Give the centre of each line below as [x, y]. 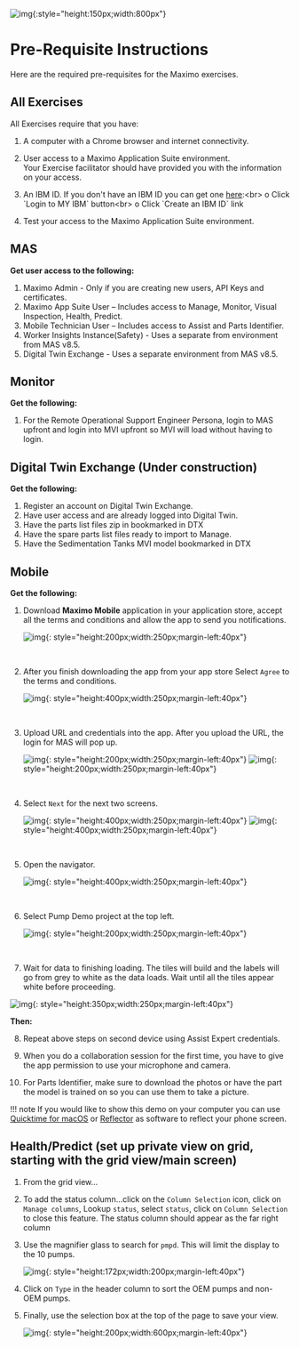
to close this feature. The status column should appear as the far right [150, 1218]
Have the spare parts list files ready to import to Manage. [127, 535]
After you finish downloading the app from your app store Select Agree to [156, 671]
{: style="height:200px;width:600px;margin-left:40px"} [146, 1332]
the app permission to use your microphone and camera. [127, 1065]
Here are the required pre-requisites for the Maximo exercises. [124, 74]
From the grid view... [60, 1182]
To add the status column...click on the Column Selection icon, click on [152, 1199]
